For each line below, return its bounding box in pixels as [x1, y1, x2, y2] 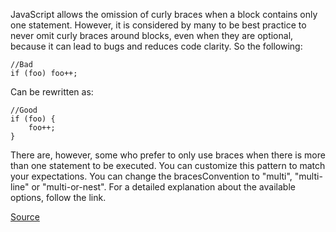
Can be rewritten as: [10, 86, 94, 98]
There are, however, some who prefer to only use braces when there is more [10, 149, 326, 161]
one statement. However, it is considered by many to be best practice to [10, 19, 307, 31]
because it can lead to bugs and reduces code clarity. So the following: [10, 40, 303, 52]
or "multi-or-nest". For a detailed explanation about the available [31, 181, 296, 193]
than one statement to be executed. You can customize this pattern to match [10, 160, 326, 171]
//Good [10, 105, 38, 115]
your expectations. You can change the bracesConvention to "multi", [10, 170, 293, 182]
